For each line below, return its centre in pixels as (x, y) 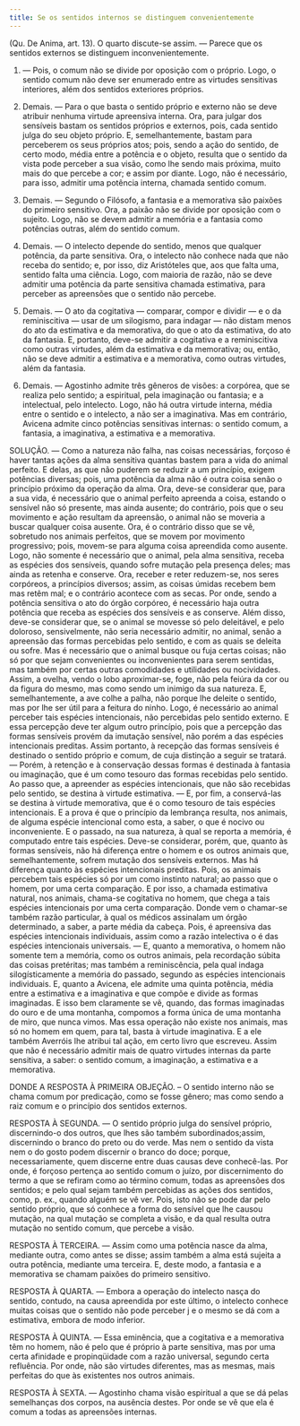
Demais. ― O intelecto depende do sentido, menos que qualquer (141, 246)
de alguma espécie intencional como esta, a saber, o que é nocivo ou (137, 822)
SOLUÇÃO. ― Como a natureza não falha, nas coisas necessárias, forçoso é (150, 450)
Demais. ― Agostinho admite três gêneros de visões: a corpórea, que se (156, 385)
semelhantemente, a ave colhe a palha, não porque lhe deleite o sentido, (143, 698)
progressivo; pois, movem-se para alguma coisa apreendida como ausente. (149, 545)
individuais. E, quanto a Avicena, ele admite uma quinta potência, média (141, 983)
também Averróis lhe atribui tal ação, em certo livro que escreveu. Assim (143, 1041)
